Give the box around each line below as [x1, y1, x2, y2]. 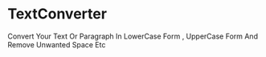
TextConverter [7, 5, 108, 23]
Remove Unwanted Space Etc [7, 39, 106, 49]
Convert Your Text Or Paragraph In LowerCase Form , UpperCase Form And [7, 31, 259, 41]
